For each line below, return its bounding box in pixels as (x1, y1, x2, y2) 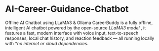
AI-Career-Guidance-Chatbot (5, 3, 129, 15)
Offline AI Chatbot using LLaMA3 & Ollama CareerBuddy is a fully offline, (5, 20, 153, 25)
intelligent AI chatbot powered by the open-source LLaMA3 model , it (5, 25, 146, 30)
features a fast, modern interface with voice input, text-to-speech (5, 30, 139, 36)
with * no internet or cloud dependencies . (5, 40, 89, 46)
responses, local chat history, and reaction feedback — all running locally (5, 35, 155, 41)
